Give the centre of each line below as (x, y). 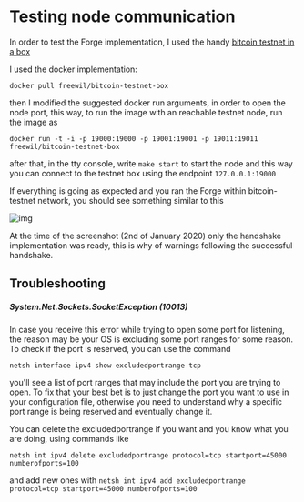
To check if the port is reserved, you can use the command (120, 349)
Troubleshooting (58, 284)
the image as (34, 122)
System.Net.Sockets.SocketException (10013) (99, 306)
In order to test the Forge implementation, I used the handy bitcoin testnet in (152, 42)
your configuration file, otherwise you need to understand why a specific (146, 402)
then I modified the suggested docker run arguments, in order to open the (148, 103)
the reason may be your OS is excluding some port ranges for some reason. (152, 339)
